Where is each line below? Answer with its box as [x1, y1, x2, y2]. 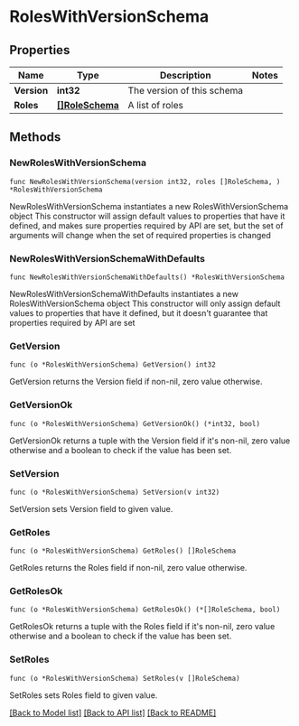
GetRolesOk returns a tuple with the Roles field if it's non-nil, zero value [9, 621, 276, 632]
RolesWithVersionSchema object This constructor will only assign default [9, 298, 281, 309]
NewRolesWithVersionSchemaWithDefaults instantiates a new [9, 288, 239, 299]
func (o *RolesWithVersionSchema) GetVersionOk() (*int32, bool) [9, 419, 260, 428]
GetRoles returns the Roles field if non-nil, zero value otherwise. [9, 563, 248, 573]
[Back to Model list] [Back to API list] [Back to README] [9, 707, 217, 718]
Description [159, 70, 211, 81]
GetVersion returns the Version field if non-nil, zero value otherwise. [9, 377, 263, 387]
